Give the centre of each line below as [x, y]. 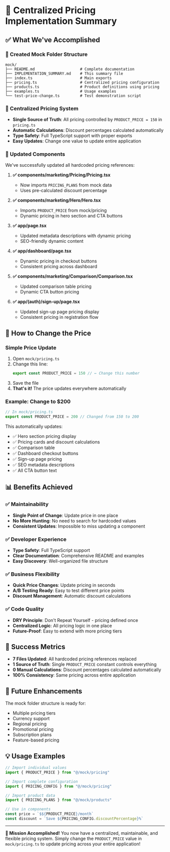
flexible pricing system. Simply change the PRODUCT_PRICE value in [74, 838]
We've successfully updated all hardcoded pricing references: [70, 165]
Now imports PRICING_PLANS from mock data [66, 185]
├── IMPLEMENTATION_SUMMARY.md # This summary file [64, 73]
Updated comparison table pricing [56, 286]
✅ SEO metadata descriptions [44, 465]
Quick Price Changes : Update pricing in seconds [64, 585]
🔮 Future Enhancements [44, 691]
